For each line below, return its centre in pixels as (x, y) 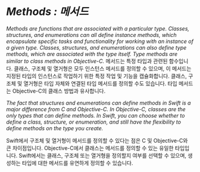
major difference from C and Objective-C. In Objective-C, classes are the (96, 109)
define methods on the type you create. (55, 128)
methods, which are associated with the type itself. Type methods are (92, 54)
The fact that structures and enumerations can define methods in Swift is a (99, 103)
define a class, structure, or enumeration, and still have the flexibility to (94, 122)
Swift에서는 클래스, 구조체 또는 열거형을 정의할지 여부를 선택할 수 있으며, (102, 155)
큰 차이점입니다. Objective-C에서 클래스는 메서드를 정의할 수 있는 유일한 (90, 148)
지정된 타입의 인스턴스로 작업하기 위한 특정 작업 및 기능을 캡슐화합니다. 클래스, (97, 76)
